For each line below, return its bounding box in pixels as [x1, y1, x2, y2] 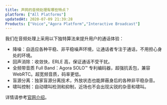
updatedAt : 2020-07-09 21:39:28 [5, 16, 73, 21]
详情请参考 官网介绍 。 [5, 94, 49, 100]
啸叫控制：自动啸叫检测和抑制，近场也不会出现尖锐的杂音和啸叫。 [12, 83, 149, 90]
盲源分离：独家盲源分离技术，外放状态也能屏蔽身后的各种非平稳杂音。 [12, 77, 158, 83]
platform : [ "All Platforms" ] [5, 12, 66, 17]
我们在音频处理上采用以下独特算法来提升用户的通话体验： [5, 35, 124, 41]
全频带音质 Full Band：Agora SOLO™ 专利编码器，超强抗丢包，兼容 [12, 65, 150, 71]
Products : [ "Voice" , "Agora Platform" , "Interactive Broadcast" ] [5, 21, 140, 26]
